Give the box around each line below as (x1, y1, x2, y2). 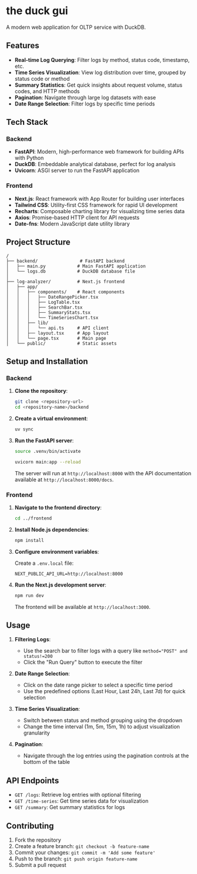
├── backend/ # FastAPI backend (6, 258, 125, 264)
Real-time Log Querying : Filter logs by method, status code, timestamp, (14, 56, 190, 63)
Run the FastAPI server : (14, 437, 74, 444)
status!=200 (23, 654, 53, 660)
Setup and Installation (6, 356, 88, 366)
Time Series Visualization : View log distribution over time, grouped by (14, 69, 186, 76)
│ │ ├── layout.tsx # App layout (6, 330, 109, 336)
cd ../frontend (14, 515, 52, 521)
